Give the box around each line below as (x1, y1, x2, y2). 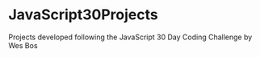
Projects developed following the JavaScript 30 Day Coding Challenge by (8, 32, 253, 42)
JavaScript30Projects (8, 6, 159, 24)
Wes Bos (8, 40, 38, 50)
